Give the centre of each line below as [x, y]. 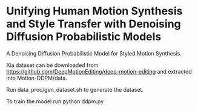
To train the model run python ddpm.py [55, 101]
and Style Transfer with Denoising [94, 24]
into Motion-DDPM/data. [37, 78]
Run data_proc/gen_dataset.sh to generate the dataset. [75, 89]
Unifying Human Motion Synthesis [94, 11]
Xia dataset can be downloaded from [52, 65]
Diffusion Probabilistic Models [84, 37]
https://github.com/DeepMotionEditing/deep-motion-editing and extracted [99, 71]
